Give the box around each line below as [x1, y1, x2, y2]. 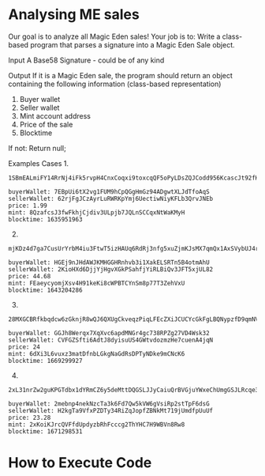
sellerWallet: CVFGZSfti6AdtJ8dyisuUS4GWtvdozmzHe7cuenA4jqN [8, 336, 214, 344]
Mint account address [19, 111, 91, 120]
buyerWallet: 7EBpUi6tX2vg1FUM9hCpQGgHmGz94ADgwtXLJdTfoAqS [8, 187, 211, 195]
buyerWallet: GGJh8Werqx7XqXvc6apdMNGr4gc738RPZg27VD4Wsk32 [8, 329, 211, 337]
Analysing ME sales [8, 6, 140, 24]
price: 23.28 [8, 414, 51, 421]
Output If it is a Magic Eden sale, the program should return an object [8, 70, 233, 80]
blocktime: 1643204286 [8, 286, 83, 294]
